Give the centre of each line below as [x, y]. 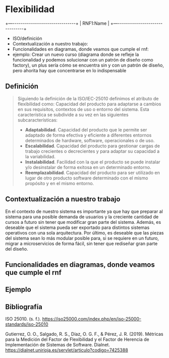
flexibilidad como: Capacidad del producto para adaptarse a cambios [89, 104]
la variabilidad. [40, 156]
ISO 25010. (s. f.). [23, 319]
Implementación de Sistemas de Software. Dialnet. [58, 345]
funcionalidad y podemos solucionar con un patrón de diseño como [83, 59]
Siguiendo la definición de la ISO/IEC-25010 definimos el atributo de [88, 98]
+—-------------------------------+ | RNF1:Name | [57, 23]
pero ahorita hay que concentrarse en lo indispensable [69, 70]
